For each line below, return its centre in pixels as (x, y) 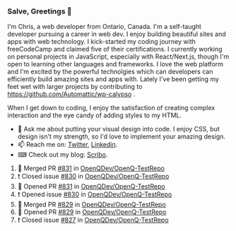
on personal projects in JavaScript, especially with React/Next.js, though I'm (118, 57)
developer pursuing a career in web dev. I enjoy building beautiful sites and (117, 34)
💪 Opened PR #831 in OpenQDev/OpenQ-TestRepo (91, 186)
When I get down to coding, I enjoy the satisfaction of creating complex (111, 108)
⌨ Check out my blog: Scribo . (63, 155)
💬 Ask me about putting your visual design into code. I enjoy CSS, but (119, 129)
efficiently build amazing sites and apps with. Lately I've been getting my (113, 79)
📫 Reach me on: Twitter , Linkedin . (67, 145)
